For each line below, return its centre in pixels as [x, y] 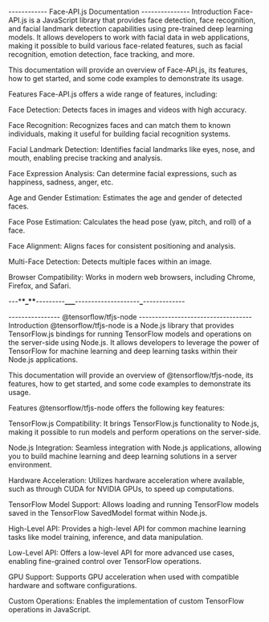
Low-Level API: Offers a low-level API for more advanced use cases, [121, 553]
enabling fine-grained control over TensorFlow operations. [105, 561]
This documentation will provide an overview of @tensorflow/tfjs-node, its [131, 375]
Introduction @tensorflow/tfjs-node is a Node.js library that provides [121, 325]
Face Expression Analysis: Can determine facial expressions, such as [122, 173]
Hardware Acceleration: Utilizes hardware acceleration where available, [126, 480]
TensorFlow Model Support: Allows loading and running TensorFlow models [134, 505]
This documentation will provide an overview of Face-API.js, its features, [128, 70]
